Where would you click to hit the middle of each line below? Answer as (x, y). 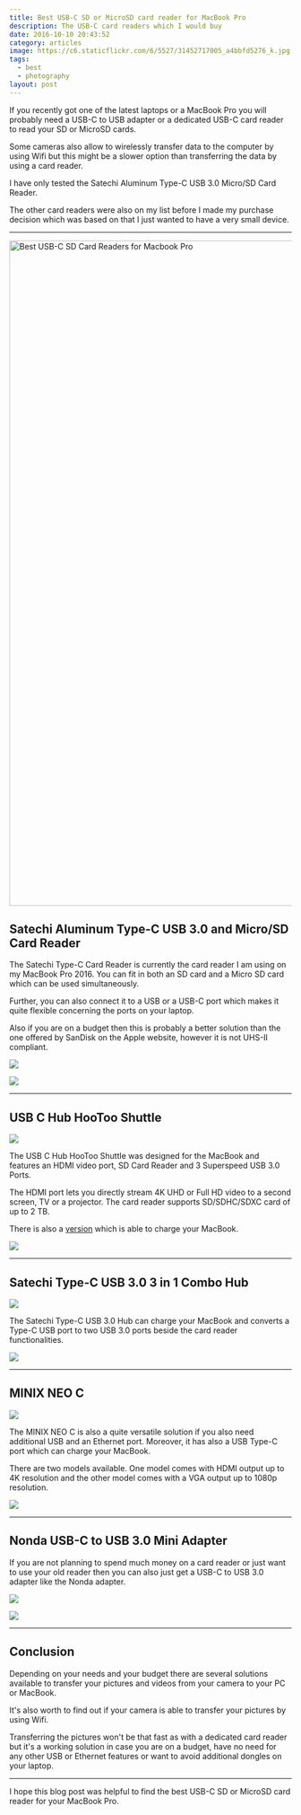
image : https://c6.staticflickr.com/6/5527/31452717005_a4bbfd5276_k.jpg (150, 51)
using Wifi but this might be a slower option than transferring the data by (143, 156)
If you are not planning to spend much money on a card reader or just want (148, 1562)
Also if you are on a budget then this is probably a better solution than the (145, 1028)
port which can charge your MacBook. (80, 1451)
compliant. (29, 1048)
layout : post (34, 84)
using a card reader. (46, 165)
